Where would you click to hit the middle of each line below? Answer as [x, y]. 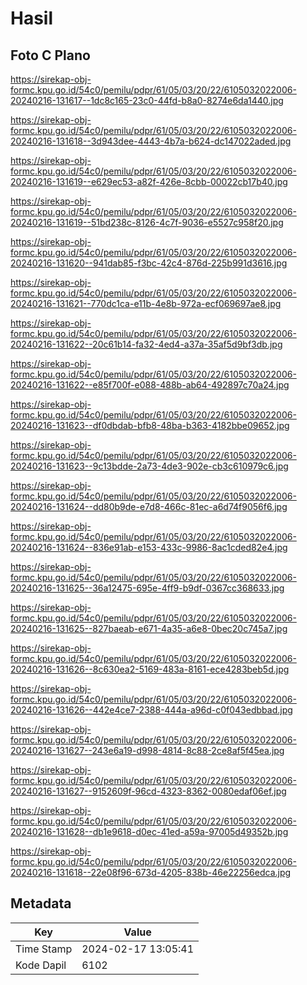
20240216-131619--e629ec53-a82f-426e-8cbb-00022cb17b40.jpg [149, 181]
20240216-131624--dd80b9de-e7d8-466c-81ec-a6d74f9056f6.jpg [149, 506]
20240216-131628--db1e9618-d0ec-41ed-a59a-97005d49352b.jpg [149, 831]
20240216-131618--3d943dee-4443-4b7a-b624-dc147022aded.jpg [151, 141]
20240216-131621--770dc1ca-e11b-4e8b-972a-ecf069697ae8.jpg [146, 303]
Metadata [41, 903]
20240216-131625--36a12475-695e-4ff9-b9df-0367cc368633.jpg [147, 588]
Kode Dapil [41, 965]
